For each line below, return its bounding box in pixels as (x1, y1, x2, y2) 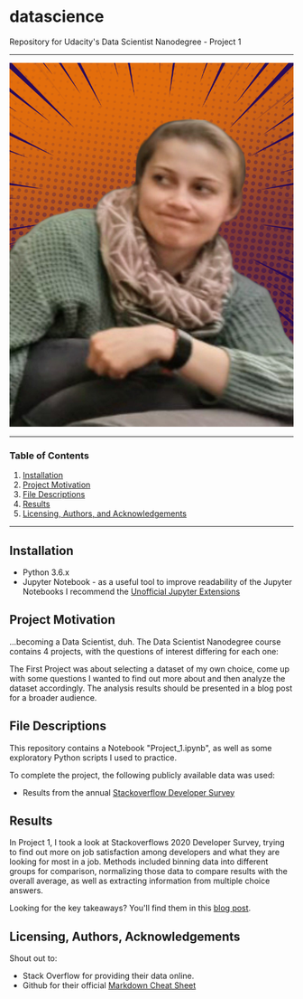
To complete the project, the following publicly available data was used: (9, 769, 275, 780)
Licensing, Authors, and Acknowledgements (22, 508, 188, 519)
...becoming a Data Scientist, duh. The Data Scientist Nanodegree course (9, 636, 281, 647)
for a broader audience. (9, 692, 97, 702)
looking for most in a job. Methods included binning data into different (9, 856, 269, 867)
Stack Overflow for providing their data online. (22, 970, 195, 982)
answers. (9, 885, 43, 896)
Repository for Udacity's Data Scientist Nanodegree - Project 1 (9, 36, 242, 47)
